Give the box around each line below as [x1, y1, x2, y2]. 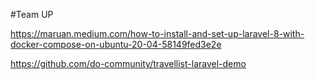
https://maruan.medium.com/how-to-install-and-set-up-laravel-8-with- [10, 28, 305, 39]
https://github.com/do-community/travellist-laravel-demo [10, 58, 247, 69]
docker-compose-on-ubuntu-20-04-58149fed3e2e [10, 39, 222, 50]
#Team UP [10, 9, 54, 20]
